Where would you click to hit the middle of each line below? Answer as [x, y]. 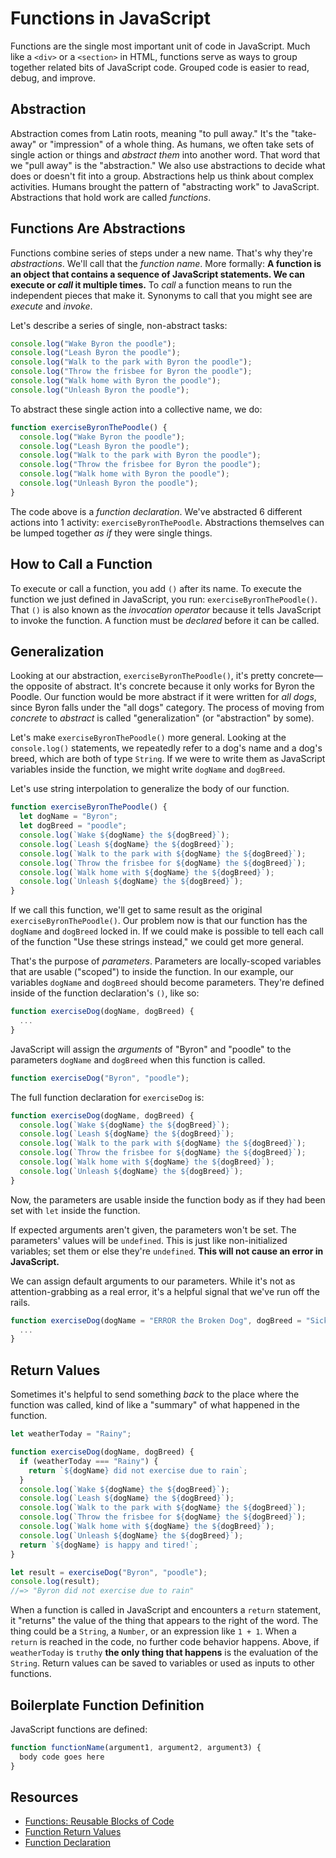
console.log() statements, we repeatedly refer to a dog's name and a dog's [166, 748]
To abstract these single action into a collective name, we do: [136, 409]
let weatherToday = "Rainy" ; [71, 1434]
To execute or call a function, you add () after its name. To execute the [156, 588]
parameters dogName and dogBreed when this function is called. [138, 1059]
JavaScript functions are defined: [79, 1729]
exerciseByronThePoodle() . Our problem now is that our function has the [159, 921]
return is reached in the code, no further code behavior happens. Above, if [165, 1642]
